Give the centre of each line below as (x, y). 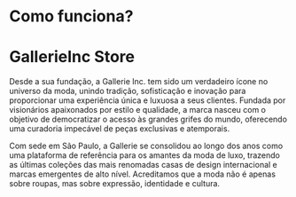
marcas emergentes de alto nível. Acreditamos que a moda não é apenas (143, 174)
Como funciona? (71, 16)
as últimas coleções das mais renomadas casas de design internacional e (143, 165)
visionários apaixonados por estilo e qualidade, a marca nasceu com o (137, 110)
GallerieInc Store (72, 57)
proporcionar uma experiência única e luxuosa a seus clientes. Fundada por (148, 100)
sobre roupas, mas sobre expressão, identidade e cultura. (114, 184)
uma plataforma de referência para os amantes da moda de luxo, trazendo (145, 155)
